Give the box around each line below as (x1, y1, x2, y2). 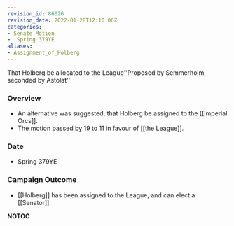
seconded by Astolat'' (7, 76, 71, 84)
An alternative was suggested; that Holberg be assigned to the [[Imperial (17, 109, 228, 118)
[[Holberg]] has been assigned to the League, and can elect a (17, 190, 195, 199)
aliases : (7, 43, 33, 50)
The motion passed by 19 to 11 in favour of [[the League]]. (17, 124, 184, 133)
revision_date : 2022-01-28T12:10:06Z (7, 17, 118, 24)
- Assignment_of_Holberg (7, 50, 80, 57)
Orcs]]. (17, 117, 39, 125)
